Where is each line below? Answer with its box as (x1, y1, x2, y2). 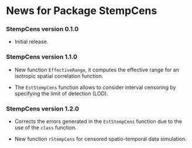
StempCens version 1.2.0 (6, 104, 80, 112)
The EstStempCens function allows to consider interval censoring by (14, 84, 176, 91)
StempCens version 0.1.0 (6, 25, 79, 33)
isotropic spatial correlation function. (14, 72, 104, 80)
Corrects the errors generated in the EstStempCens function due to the (14, 118, 183, 125)
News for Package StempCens (6, 4, 157, 18)
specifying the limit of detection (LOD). (14, 90, 108, 97)
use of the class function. (14, 124, 77, 131)
